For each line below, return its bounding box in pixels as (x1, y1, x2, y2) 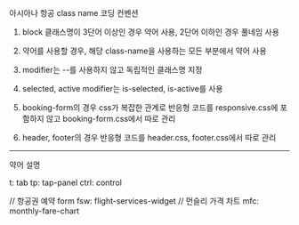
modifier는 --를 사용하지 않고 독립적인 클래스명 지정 (21, 65, 203, 75)
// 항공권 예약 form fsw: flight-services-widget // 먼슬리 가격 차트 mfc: (9, 196, 260, 206)
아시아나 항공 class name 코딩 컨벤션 (9, 8, 139, 18)
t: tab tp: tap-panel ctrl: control (9, 177, 123, 188)
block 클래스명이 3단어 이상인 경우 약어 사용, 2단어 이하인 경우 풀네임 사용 (21, 27, 280, 37)
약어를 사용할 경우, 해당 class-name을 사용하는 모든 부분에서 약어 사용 (21, 45, 267, 56)
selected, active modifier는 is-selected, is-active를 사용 (21, 84, 223, 93)
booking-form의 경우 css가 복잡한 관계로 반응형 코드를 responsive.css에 (21, 102, 279, 113)
